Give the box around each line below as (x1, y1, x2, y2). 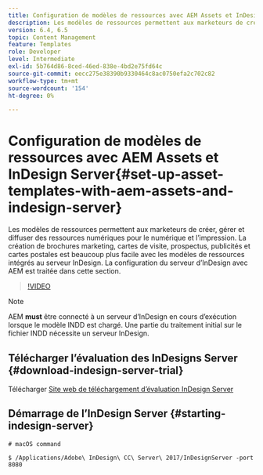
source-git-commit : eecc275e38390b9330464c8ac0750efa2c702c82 (8, 70, 215, 78)
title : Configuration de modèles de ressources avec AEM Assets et (8, 11, 233, 20)
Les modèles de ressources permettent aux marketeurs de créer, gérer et (8, 225, 245, 234)
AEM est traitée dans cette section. (8, 267, 121, 276)
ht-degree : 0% (8, 92, 55, 100)
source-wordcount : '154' (8, 84, 89, 92)
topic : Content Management (8, 33, 96, 42)
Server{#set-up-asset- (70, 165, 225, 183)
